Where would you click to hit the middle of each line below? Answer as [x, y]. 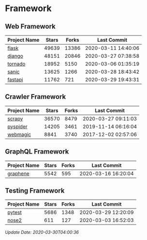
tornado [16, 64]
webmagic [19, 134]
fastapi [15, 80]
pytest [15, 212]
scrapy [15, 118]
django [15, 56]
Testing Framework [35, 191]
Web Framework [30, 26]
